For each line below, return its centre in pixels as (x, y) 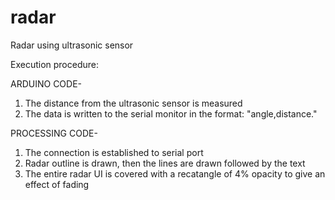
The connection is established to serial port (114, 152)
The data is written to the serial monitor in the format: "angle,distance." (171, 113)
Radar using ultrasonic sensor (72, 45)
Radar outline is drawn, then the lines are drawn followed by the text (165, 163)
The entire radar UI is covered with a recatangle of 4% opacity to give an (175, 173)
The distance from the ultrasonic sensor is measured (133, 103)
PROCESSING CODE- (54, 133)
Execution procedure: (55, 64)
